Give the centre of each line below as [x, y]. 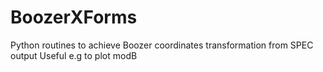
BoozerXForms [74, 17]
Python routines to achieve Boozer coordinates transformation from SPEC [162, 45]
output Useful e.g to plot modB [74, 55]
